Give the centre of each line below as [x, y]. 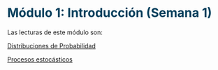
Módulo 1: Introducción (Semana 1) [110, 13]
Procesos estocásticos [40, 59]
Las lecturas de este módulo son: [55, 32]
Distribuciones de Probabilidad [52, 45]
